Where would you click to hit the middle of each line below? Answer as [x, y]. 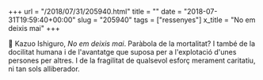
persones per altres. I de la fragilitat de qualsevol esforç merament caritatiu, [132, 60]
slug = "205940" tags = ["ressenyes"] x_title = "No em [166, 20]
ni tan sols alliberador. [44, 69]
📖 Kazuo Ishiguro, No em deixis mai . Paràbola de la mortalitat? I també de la [132, 44]
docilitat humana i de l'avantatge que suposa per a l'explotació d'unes [122, 52]
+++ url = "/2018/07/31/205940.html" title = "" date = [95, 11]
